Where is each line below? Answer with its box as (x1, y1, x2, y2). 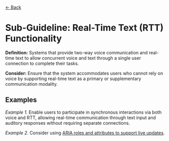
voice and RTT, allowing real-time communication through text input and (5, 114, 156, 121)
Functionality (5, 33, 62, 45)
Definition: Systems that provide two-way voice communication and (5, 49, 148, 55)
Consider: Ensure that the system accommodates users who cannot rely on (5, 70, 163, 76)
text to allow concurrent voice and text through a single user (15, 55, 141, 61)
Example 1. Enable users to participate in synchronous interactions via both (5, 109, 162, 115)
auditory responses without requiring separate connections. (5, 120, 130, 126)
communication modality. (5, 81, 58, 87)
